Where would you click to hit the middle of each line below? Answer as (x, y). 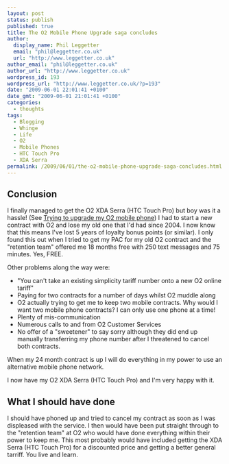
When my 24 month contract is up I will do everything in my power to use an (115, 360)
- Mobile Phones (36, 147)
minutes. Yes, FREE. (35, 254)
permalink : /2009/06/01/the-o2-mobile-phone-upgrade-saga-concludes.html (115, 166)
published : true (30, 26)
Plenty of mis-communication (59, 317)
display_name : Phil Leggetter (56, 45)
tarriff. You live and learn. (43, 455)
